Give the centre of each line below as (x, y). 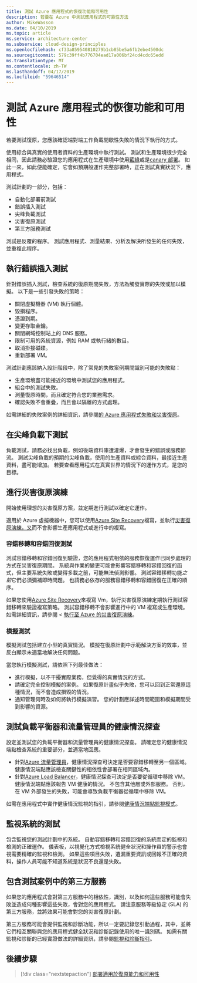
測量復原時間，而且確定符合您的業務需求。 (66, 394)
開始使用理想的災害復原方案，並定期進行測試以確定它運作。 (78, 508)
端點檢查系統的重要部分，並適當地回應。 (55, 749)
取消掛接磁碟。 (33, 347)
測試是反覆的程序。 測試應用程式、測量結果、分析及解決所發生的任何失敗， (97, 241)
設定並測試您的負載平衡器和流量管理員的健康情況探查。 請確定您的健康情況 (97, 742)
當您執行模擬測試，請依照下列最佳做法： (55, 665)
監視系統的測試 (33, 824)
